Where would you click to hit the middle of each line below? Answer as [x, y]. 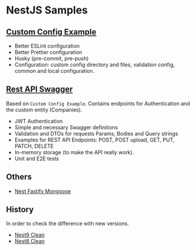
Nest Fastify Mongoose [43, 191]
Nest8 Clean [30, 241]
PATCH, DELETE [34, 146]
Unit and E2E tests [37, 158]
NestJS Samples [47, 10]
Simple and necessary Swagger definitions [66, 127]
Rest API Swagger [39, 89]
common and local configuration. [54, 71]
